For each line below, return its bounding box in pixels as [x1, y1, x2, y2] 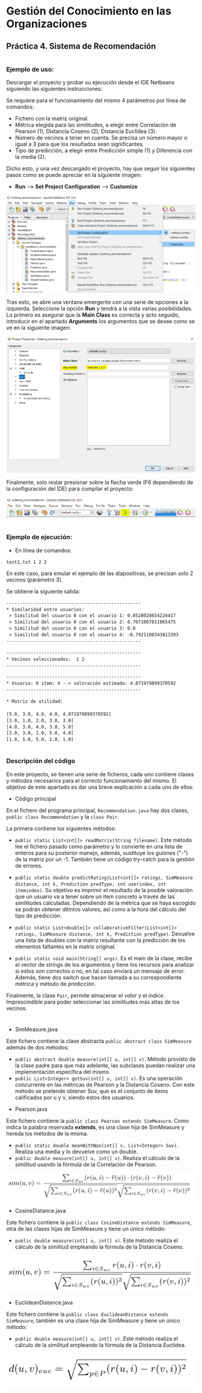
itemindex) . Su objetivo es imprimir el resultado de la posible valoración [14, 886, 194, 893]
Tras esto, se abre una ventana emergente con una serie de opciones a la [6, 299, 188, 306]
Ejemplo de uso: [6, 65, 54, 73]
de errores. [14, 862, 43, 869]
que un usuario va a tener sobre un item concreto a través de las [14, 893, 176, 900]
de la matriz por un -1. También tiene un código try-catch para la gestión [14, 855, 195, 863]
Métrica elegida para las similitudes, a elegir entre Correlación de [14, 122, 177, 129]
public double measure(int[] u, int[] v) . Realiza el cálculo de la [14, 1154, 180, 1161]
